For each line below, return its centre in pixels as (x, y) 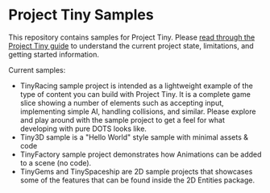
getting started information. (54, 54)
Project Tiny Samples (81, 15)
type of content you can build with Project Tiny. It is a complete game (135, 94)
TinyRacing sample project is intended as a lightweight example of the (137, 86)
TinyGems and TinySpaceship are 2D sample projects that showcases (136, 171)
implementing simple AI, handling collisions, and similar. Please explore (138, 111)
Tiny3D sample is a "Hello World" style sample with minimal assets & (134, 137)
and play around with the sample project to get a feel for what (123, 120)
